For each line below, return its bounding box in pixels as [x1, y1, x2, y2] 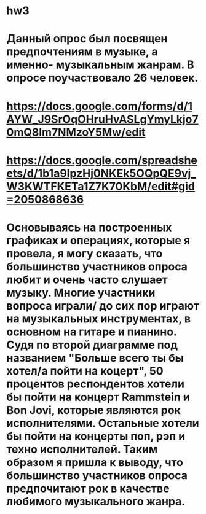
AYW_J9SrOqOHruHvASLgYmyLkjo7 [6, 112, 199, 126]
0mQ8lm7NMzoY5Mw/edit [6, 125, 146, 139]
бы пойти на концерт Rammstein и [6, 390, 191, 404]
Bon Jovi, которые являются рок [6, 403, 181, 417]
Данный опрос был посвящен [6, 32, 168, 46]
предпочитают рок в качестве [6, 481, 170, 495]
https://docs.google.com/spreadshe [6, 153, 198, 167]
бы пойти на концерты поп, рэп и [6, 429, 186, 443]
